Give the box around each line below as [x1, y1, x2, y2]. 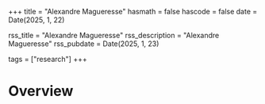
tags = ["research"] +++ [8, 55, 87, 64]
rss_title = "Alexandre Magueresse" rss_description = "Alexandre [8, 31, 220, 40]
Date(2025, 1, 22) [8, 15, 65, 25]
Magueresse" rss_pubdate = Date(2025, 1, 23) [8, 39, 159, 48]
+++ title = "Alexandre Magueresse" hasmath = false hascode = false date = [8, 7, 258, 16]
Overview [8, 83, 74, 100]
